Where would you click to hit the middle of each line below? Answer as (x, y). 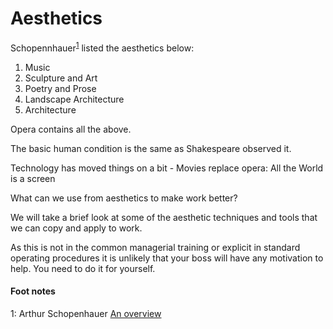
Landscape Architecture (74, 99)
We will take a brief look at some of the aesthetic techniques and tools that (164, 217)
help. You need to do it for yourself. (83, 268)
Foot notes (33, 291)
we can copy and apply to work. (76, 228)
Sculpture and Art (61, 78)
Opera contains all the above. (71, 129)
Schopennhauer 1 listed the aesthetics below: (102, 47)
